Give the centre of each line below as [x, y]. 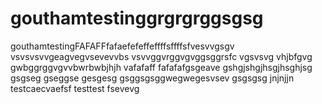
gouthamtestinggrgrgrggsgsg [137, 18]
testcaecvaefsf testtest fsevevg [75, 88]
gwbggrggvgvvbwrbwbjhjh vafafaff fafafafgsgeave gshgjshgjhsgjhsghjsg [161, 67]
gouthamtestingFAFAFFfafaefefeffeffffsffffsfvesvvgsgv [122, 46]
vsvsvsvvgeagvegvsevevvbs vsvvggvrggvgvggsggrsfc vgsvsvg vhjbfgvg [161, 56]
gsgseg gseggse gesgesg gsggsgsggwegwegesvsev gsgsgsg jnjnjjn [152, 78]
